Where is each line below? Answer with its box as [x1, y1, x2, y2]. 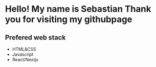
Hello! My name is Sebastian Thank [5, 3, 152, 15]
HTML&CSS [12, 46, 37, 52]
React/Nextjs [12, 57, 39, 62]
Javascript [12, 51, 34, 57]
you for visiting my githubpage [5, 14, 133, 25]
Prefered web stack [5, 33, 66, 42]
